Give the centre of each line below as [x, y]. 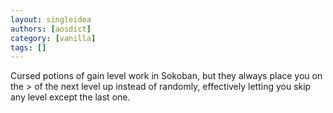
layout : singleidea [51, 19]
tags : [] [28, 47]
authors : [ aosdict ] [51, 29]
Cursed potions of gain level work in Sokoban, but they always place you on [166, 76]
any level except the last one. [70, 97]
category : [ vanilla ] [53, 38]
